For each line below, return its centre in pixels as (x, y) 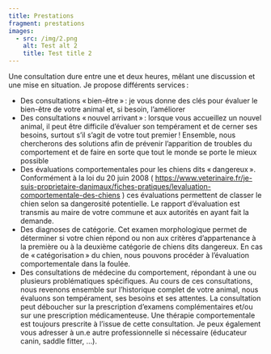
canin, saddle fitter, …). (58, 341)
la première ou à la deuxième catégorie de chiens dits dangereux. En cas (141, 247)
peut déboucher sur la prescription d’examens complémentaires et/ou (136, 307)
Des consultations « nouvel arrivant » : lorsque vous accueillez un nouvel (141, 118)
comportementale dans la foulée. (75, 264)
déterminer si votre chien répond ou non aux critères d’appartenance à (138, 238)
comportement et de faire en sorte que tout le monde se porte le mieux (138, 152)
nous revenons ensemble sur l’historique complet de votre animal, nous (139, 289)
